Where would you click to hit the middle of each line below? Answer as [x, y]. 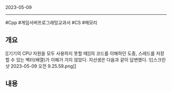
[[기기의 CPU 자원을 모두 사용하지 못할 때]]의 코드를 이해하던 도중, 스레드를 [80, 53]
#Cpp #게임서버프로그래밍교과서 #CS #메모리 [51, 23]
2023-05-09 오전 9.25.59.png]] [44, 66]
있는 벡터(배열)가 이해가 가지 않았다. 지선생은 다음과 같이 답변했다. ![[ [85, 59]
